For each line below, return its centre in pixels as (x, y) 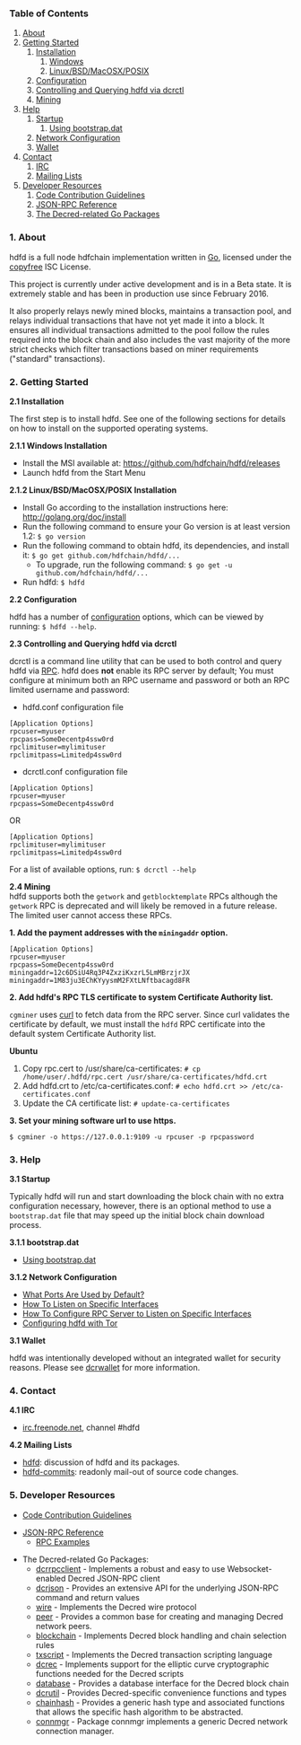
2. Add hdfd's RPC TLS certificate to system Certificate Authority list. (141, 997)
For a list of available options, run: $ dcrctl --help (103, 869)
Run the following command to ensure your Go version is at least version (156, 526)
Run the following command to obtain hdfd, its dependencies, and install (155, 545)
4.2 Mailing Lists (41, 1445)
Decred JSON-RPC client (114, 1578)
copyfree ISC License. (50, 267)
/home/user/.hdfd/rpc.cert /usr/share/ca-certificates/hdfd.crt (145, 1077)
